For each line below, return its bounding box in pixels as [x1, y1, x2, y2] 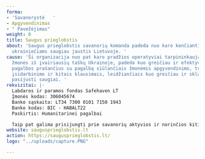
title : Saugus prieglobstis [6, 37, 78, 43]
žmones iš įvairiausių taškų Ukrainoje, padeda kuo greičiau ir [12, 59, 179, 66]
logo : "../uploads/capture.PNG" [6, 138, 88, 144]
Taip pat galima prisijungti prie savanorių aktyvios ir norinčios [12, 121, 187, 127]
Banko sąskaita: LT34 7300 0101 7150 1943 [12, 99, 121, 105]
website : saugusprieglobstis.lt [6, 127, 88, 134]
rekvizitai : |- [6, 83, 45, 89]
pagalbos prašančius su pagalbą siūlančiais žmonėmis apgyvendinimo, [12, 65, 192, 72]
